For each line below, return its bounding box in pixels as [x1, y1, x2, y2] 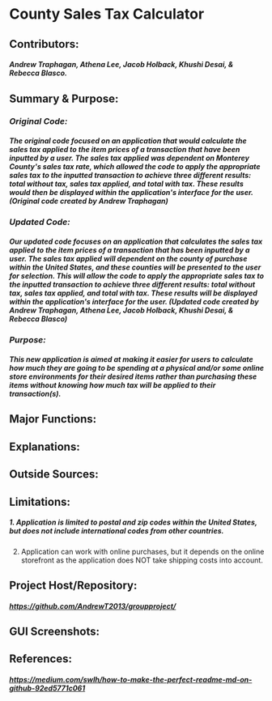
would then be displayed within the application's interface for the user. [9, 188, 253, 198]
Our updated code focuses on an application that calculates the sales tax [9, 236, 263, 247]
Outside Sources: [9, 467, 100, 482]
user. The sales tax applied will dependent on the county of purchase [9, 254, 248, 264]
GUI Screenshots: [9, 624, 100, 638]
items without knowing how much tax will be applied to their [9, 380, 216, 390]
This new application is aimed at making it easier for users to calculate [9, 355, 253, 364]
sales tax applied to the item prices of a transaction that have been [9, 145, 240, 155]
